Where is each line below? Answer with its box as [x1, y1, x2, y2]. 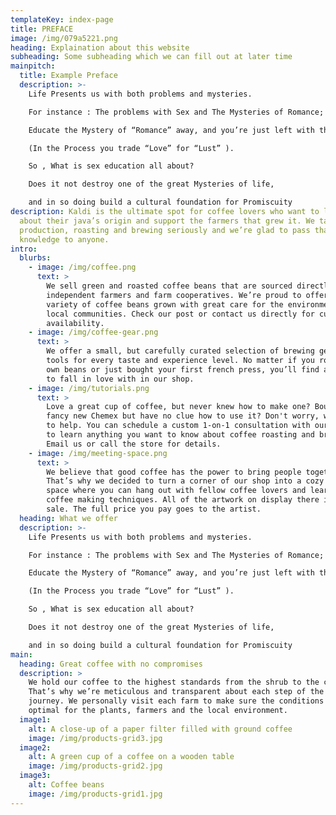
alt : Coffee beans [28, 780, 105, 790]
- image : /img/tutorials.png [28, 383, 150, 393]
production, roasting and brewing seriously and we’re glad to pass [19, 225, 311, 235]
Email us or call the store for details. [46, 439, 222, 449]
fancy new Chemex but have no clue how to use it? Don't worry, [46, 411, 320, 421]
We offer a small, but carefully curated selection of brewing [46, 346, 315, 356]
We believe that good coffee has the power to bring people [46, 467, 302, 477]
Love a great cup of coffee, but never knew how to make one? [46, 402, 311, 412]
